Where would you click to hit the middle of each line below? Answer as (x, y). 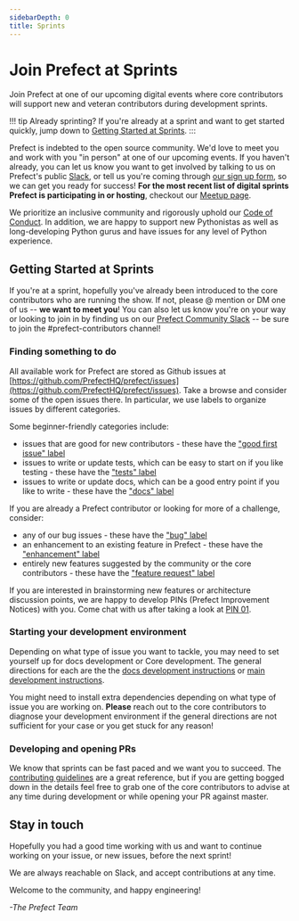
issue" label (44, 453)
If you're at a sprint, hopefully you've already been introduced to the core (144, 291)
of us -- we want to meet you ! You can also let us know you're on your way (148, 309)
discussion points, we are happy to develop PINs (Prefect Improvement (139, 599)
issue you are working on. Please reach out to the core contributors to (138, 706)
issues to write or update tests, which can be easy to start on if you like (153, 462)
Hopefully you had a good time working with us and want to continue (136, 846)
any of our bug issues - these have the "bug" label (114, 535)
